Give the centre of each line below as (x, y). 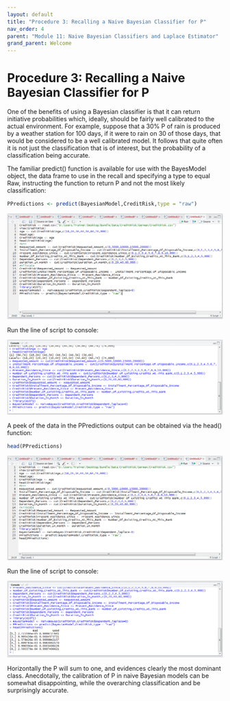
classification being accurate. (49, 156)
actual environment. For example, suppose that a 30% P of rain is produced (114, 126)
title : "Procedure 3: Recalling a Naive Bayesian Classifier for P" (107, 22)
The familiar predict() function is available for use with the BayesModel (107, 169)
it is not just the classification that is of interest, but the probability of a (106, 148)
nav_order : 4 (26, 29)
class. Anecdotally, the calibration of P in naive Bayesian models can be (108, 676)
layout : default (30, 14)
